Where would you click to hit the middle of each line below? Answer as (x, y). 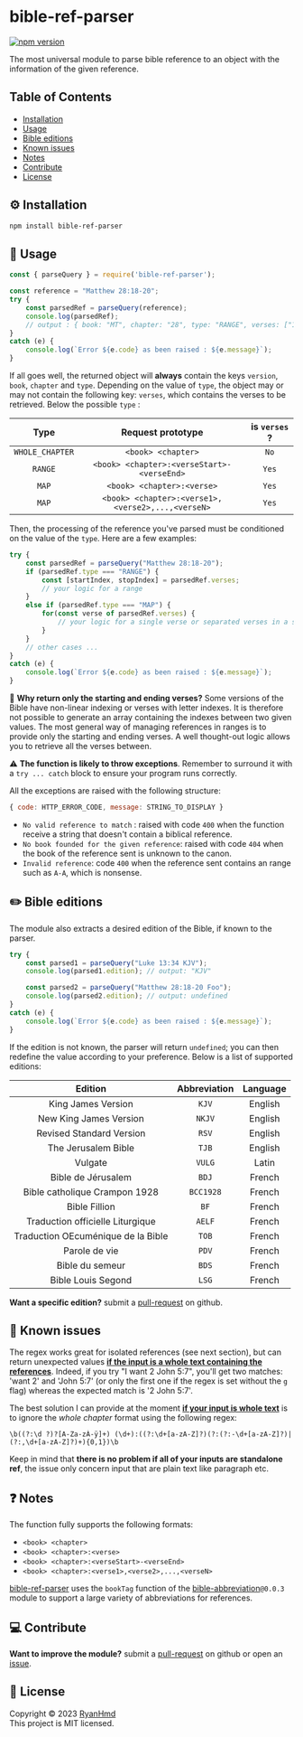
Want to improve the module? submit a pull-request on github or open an (146, 1654)
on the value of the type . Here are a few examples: (103, 538)
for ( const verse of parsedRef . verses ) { (119, 614)
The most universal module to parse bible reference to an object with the (144, 59)
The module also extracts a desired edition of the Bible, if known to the (141, 928)
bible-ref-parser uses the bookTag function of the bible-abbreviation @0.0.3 (147, 1589)
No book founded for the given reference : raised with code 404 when (153, 843)
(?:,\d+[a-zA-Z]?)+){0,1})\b (64, 1442)
